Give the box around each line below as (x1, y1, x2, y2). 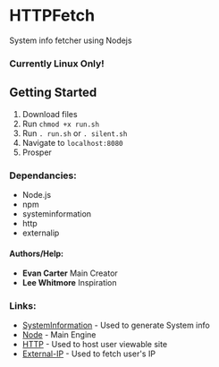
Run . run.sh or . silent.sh (21, 127, 128, 139)
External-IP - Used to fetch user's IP (21, 348, 156, 359)
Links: (9, 300, 37, 312)
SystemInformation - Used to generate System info (21, 320, 210, 331)
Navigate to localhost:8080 (21, 137, 123, 148)
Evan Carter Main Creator (21, 268, 118, 278)
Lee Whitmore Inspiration (21, 277, 118, 288)
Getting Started (9, 85, 97, 100)
